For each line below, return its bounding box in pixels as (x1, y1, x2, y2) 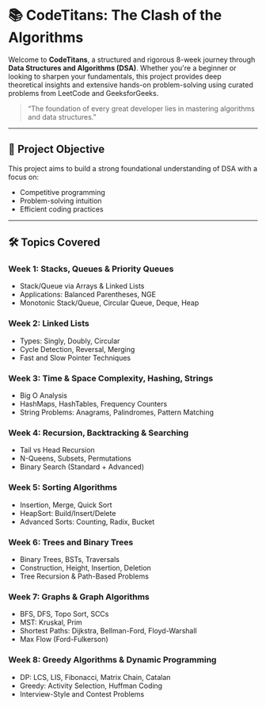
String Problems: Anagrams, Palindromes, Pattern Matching (19, 407, 215, 417)
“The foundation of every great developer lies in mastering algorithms (27, 104, 255, 113)
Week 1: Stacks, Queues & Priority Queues (8, 263, 174, 274)
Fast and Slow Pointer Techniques (19, 353, 131, 362)
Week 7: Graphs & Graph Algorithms (8, 591, 150, 602)
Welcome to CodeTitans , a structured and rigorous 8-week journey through (8, 55, 256, 64)
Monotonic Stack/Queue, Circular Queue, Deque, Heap (19, 298, 199, 308)
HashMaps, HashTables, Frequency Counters (19, 399, 168, 409)
